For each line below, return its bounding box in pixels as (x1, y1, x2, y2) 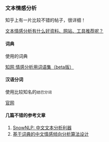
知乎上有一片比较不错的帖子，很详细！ (5, 17, 86, 23)
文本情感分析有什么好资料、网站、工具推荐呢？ (5, 28, 103, 34)
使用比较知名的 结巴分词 (5, 88, 52, 95)
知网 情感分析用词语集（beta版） (5, 64, 74, 70)
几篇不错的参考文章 (5, 112, 46, 119)
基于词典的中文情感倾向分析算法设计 (12, 131, 89, 137)
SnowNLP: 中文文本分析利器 (12, 124, 72, 131)
